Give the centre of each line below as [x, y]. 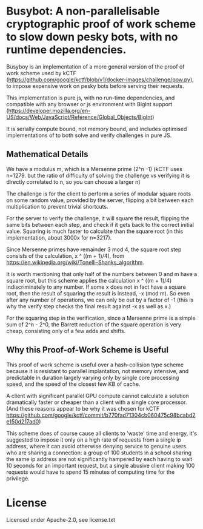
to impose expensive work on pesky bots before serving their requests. [95, 86]
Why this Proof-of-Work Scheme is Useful [87, 350]
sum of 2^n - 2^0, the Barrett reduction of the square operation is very [94, 324]
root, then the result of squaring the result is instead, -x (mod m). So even [98, 293]
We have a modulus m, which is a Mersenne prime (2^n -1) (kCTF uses [95, 169]
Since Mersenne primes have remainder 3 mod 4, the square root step [94, 249]
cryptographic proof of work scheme [101, 24]
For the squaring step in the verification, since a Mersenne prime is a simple [101, 318]
